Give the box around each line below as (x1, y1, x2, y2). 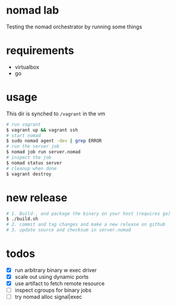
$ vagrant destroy (6, 171, 52, 177)
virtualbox (14, 63, 40, 70)
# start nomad (6, 133, 41, 138)
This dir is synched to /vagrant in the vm (6, 110, 105, 117)
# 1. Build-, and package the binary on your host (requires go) (6, 211, 171, 217)
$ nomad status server (6, 160, 62, 166)
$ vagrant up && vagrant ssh (6, 127, 78, 133)
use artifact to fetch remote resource (14, 280, 105, 287)
